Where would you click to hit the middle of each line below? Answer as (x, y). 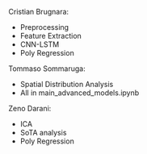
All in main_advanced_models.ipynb (80, 93)
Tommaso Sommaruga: (47, 69)
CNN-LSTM (40, 44)
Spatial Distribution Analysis (67, 84)
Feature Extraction (51, 36)
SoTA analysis (43, 133)
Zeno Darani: (30, 108)
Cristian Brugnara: (39, 12)
